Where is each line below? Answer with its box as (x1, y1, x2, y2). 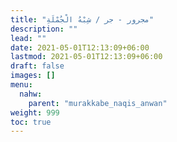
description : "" (10, 24, 78, 34)
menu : (10, 80, 33, 90)
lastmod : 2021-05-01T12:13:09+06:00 (10, 52, 163, 62)
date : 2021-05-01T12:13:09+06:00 (10, 42, 150, 53)
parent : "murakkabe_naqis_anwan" (28, 98, 168, 108)
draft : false (10, 61, 65, 71)
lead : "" (10, 33, 47, 43)
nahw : (19, 89, 43, 99)
